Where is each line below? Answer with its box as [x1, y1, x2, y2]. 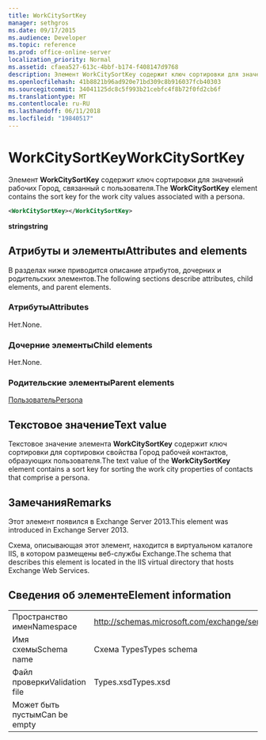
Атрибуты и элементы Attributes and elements [8, 245, 248, 258]
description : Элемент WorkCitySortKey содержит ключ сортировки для [8, 70, 239, 78]
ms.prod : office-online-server [8, 48, 112, 56]
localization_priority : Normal [8, 56, 112, 64]
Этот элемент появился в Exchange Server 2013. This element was [8, 517, 229, 526]
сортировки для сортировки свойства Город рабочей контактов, [8, 448, 228, 457]
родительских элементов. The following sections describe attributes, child [8, 274, 253, 283]
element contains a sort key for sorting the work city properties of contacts [8, 465, 253, 474]
